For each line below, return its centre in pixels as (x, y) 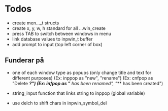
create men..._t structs (36, 23)
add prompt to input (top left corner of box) (57, 44)
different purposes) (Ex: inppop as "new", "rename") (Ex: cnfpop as (82, 78)
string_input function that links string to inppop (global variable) (78, 93)
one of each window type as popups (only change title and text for (82, 72)
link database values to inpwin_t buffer (52, 39)
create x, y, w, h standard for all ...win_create (59, 28)
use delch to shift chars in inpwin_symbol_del (59, 103)
